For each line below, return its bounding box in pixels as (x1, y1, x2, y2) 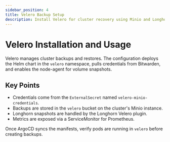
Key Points (5, 81, 40, 89)
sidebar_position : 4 (5, 7, 49, 13)
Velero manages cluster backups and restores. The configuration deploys (5, 55, 158, 61)
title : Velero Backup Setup (5, 12, 65, 17)
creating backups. (5, 131, 43, 137)
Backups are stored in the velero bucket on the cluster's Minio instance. (12, 105, 163, 112)
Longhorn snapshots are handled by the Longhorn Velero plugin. (12, 111, 148, 117)
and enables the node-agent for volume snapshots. (5, 66, 112, 73)
